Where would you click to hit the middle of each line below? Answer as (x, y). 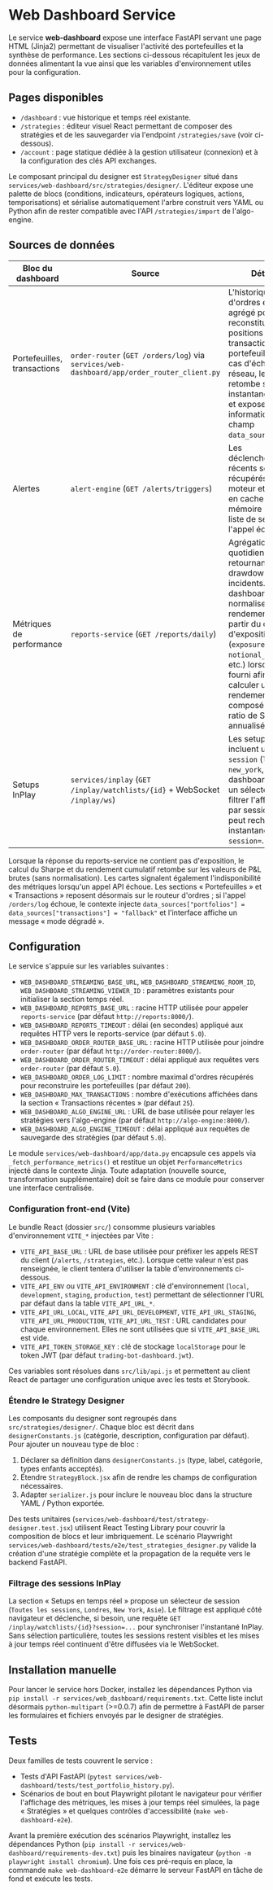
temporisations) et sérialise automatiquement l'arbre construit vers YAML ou (136, 202)
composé (246, 705)
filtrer (238, 799)
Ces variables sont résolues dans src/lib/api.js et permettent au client (129, 1371)
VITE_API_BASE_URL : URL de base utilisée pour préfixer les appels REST (139, 1251)
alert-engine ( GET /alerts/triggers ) (141, 488)
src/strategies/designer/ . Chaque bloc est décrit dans (102, 1427)
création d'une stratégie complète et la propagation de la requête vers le (130, 1553)
